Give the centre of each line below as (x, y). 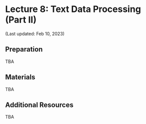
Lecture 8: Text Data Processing (73, 9)
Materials (20, 77)
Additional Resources (39, 105)
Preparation (24, 49)
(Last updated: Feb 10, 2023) (35, 33)
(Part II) (21, 20)
